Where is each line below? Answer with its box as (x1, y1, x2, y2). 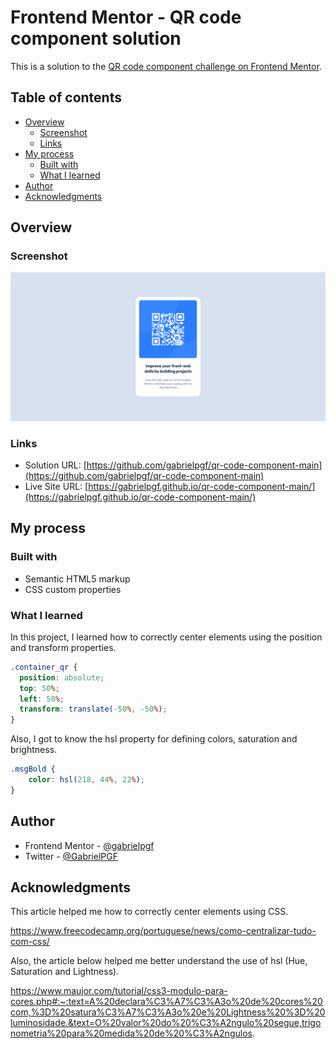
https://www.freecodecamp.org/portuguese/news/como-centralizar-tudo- (10, 925, 317, 937)
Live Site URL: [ (24, 480, 89, 492)
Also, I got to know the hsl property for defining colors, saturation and (10, 733, 298, 745)
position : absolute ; (19, 672, 105, 683)
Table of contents (10, 89, 122, 106)
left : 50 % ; (19, 694, 65, 704)
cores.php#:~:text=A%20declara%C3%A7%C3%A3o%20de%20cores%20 (10, 996, 323, 1008)
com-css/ (10, 936, 50, 948)
